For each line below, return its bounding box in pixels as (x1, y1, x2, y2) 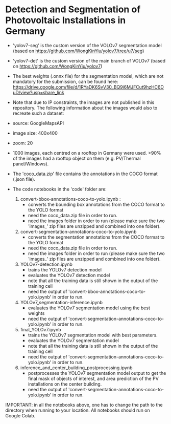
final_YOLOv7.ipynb (20, 326, 61, 332)
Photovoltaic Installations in (5, 14, 126, 26)
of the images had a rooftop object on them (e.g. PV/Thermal (12, 155, 141, 161)
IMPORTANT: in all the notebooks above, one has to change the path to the (5, 401, 163, 408)
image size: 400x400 (12, 130, 58, 136)
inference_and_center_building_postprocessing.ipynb (20, 365, 133, 371)
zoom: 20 (12, 140, 33, 146)
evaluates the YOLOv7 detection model (28, 272, 110, 278)
